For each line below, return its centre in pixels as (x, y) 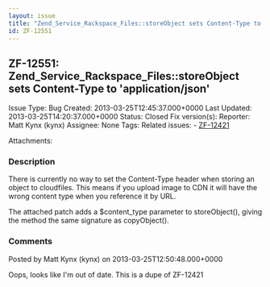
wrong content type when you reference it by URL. (92, 196)
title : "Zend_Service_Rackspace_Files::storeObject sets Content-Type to (135, 23)
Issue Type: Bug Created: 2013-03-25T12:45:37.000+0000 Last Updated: (130, 108)
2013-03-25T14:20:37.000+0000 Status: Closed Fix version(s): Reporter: (129, 117)
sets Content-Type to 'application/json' (109, 88)
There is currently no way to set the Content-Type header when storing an (132, 179)
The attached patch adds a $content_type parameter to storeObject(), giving (135, 212)
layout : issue (32, 16)
